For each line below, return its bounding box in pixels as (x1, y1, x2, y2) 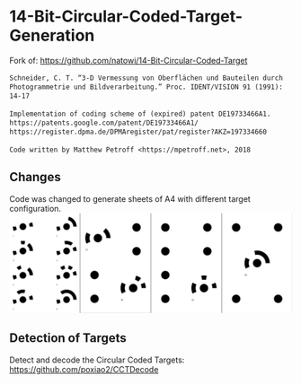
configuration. (9, 203, 61, 214)
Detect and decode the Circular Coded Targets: (9, 354, 185, 365)
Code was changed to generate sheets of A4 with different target (9, 193, 252, 204)
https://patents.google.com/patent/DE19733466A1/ (9, 118, 199, 127)
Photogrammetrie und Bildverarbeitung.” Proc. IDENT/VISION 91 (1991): (9, 83, 283, 92)
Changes (9, 170, 61, 185)
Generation (9, 25, 95, 46)
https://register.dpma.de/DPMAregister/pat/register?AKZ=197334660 (9, 127, 268, 136)
